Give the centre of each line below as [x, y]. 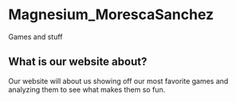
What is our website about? [78, 62]
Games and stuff [35, 37]
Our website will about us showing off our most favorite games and [118, 80]
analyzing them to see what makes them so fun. [87, 89]
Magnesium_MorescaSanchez [111, 15]
